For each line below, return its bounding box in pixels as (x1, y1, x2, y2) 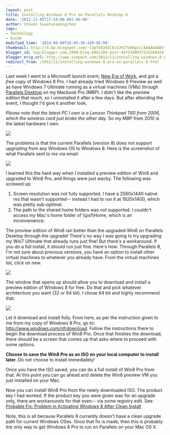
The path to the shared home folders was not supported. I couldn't (13, 207, 152, 213)
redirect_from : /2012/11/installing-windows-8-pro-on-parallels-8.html (6, 59, 159, 64)
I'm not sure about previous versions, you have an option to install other (6, 249, 155, 255)
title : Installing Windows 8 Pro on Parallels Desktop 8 (6, 12, 128, 17)
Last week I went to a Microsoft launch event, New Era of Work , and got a (6, 73, 158, 79)
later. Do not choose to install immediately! (6, 357, 95, 363)
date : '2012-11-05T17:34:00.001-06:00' (6, 17, 90, 22)
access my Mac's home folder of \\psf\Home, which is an (13, 212, 133, 219)
